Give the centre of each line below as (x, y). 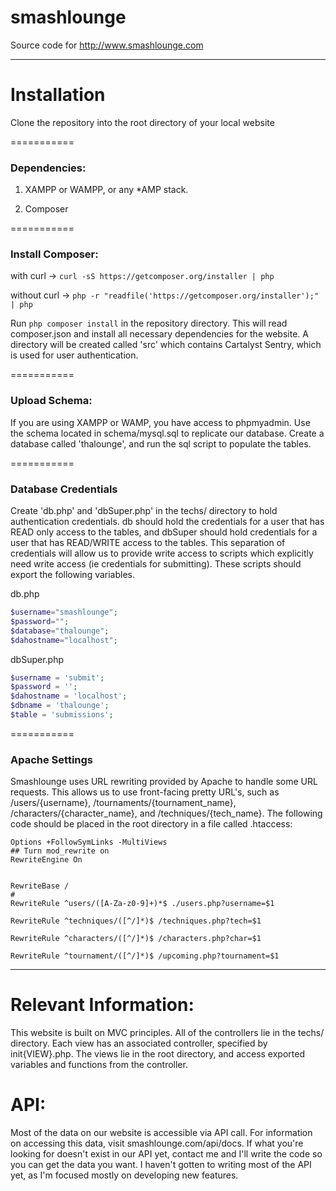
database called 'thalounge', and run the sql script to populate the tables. (161, 443)
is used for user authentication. (74, 355)
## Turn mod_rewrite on (60, 851)
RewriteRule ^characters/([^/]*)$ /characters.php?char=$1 (136, 939)
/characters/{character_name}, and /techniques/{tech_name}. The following (166, 813)
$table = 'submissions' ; (62, 715)
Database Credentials (64, 489)
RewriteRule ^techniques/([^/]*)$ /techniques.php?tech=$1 (136, 921)
